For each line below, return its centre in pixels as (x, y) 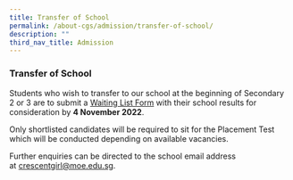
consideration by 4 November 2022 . (77, 111)
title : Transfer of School (59, 17)
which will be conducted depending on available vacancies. (119, 138)
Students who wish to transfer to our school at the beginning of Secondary (146, 93)
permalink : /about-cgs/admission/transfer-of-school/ (112, 26)
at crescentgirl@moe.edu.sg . (63, 165)
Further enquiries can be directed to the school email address (123, 156)
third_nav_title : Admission (62, 42)
